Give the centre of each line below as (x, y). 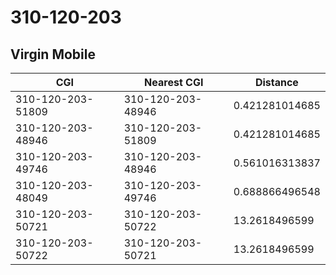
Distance (276, 82)
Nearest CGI (174, 82)
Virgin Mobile (53, 54)
